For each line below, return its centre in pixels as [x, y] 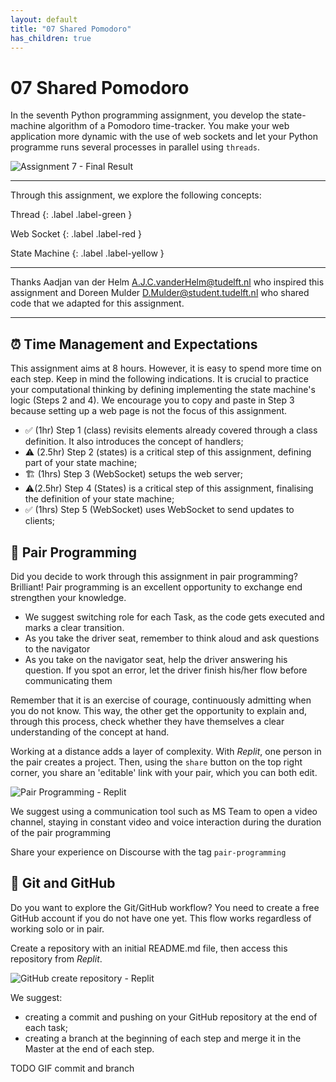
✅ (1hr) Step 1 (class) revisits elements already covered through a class [171, 430]
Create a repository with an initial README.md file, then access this [149, 948]
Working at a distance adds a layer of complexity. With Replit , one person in [166, 751]
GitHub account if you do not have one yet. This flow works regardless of [161, 918]
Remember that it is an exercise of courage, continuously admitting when [161, 700]
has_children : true [51, 38]
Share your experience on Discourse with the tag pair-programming [148, 852]
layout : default [44, 19]
